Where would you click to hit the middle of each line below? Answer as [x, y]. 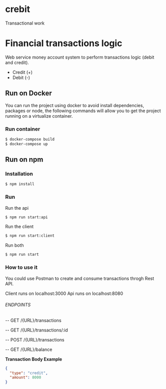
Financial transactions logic [64, 43]
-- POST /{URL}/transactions [35, 339]
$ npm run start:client [30, 236]
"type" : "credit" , [29, 373]
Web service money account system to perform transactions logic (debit [80, 57]
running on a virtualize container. [39, 116]
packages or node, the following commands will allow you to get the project [83, 111]
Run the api [17, 208]
